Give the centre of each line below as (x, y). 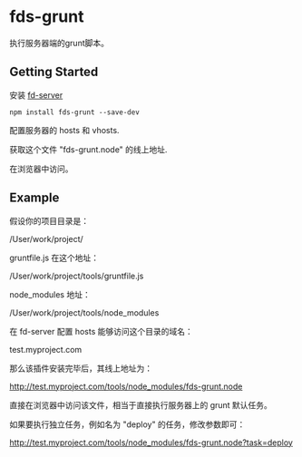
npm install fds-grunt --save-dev (75, 112)
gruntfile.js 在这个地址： (54, 258)
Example (34, 198)
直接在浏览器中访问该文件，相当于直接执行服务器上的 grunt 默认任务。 (141, 404)
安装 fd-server (36, 95)
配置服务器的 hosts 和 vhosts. (64, 130)
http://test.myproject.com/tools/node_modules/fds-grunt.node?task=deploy (151, 442)
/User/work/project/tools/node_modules (84, 312)
